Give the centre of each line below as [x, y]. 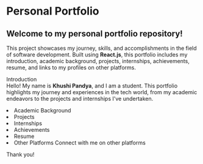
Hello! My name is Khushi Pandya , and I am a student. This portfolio [92, 86]
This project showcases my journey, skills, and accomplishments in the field [101, 48]
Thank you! [20, 154]
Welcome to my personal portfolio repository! [94, 34]
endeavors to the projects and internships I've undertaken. [80, 99]
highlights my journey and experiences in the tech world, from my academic [102, 92]
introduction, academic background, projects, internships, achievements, [98, 61]
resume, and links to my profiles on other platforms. [71, 67]
